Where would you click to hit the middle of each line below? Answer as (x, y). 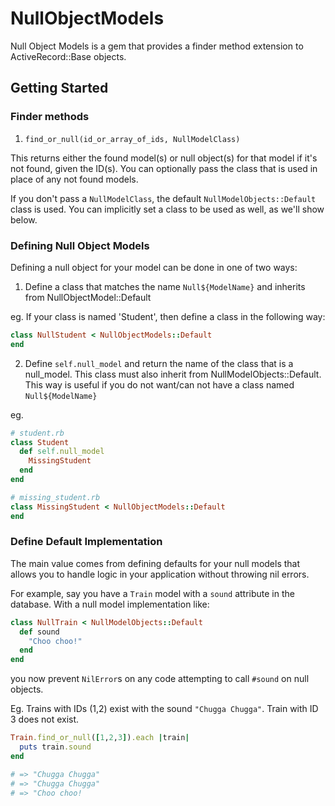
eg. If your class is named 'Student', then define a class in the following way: (168, 316)
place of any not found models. (74, 179)
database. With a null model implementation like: (110, 604)
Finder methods (50, 117)
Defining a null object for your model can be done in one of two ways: (154, 267)
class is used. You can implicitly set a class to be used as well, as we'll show (167, 209)
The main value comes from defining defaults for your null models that (155, 563)
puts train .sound (55, 747)
